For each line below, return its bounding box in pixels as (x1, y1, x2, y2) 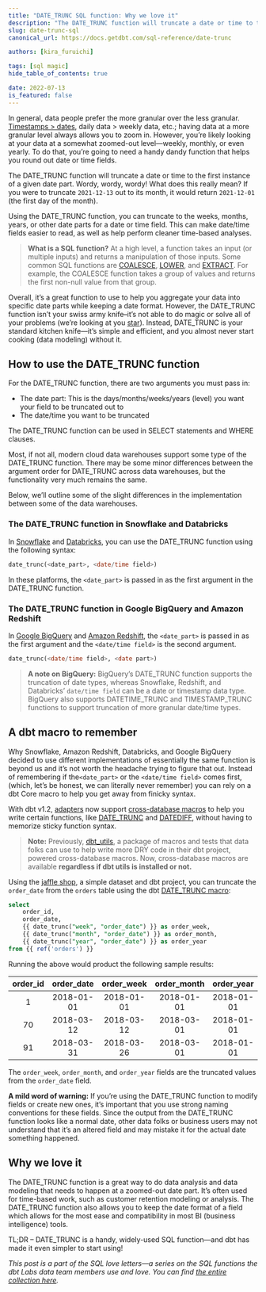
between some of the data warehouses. (8, 499, 139, 508)
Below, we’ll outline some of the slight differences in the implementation (8, 491, 242, 500)
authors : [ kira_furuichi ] (8, 48, 93, 56)
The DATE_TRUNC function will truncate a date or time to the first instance (8, 170, 251, 180)
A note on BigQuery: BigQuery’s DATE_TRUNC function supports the (27, 669, 253, 678)
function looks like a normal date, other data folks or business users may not (8, 1116, 258, 1126)
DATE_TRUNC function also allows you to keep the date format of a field (8, 1202, 243, 1212)
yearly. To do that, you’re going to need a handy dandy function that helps (8, 147, 250, 156)
